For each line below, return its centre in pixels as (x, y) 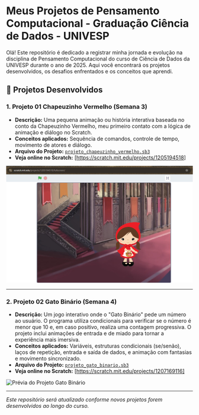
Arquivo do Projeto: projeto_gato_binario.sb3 (72, 365)
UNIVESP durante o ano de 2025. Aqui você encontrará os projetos (88, 65)
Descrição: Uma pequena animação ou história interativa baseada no (99, 120)
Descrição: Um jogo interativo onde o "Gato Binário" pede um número (100, 314)
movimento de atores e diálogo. (53, 145)
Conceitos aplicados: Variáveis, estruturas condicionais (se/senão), (98, 346)
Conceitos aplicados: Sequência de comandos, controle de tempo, (97, 139)
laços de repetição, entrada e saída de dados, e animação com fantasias (103, 352)
